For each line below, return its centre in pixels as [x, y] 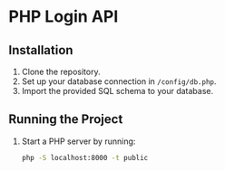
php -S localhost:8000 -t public [85, 157]
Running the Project [66, 119]
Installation [41, 50]
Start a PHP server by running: [78, 141]
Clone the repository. [61, 71]
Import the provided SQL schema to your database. [117, 91]
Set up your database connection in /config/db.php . [119, 81]
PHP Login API [64, 17]
